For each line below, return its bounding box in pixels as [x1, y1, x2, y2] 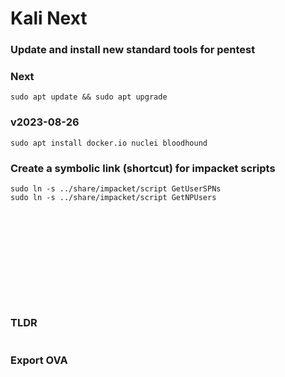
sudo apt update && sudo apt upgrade [10, 92, 168, 102]
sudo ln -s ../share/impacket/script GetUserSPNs [10, 184, 222, 194]
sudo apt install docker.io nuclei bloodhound [10, 138, 208, 148]
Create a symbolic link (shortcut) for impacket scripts [10, 161, 276, 175]
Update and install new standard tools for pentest [10, 43, 256, 57]
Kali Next [10, 7, 88, 30]
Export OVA [10, 353, 68, 367]
